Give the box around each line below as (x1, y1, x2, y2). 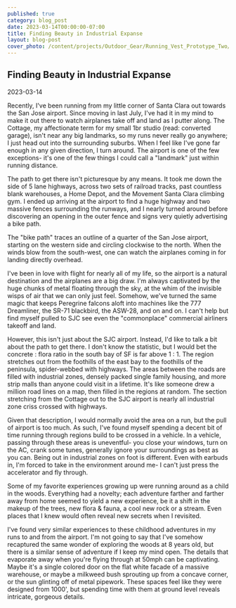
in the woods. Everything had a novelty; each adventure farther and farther (7, 489, 225, 498)
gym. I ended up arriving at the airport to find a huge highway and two (7, 197, 211, 205)
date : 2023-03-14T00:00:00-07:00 (7, 23, 105, 30)
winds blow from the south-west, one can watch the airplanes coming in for (7, 247, 227, 257)
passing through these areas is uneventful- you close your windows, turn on (7, 438, 228, 446)
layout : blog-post (7, 37, 61, 44)
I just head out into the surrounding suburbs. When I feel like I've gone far (7, 138, 221, 147)
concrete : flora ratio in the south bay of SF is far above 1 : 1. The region (7, 349, 214, 358)
